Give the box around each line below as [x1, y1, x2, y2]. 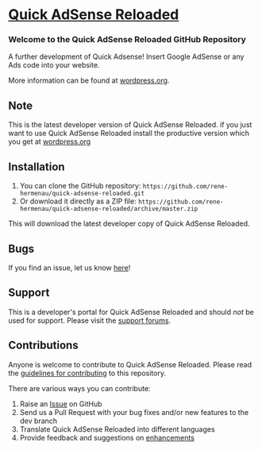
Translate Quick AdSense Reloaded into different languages [19, 424, 216, 434]
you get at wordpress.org [8, 137, 91, 146]
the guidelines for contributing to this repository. [8, 368, 167, 378]
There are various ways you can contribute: [8, 383, 151, 393]
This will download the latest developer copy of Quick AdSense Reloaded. [8, 219, 250, 228]
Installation [8, 160, 65, 173]
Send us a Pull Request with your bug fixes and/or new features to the [19, 407, 249, 417]
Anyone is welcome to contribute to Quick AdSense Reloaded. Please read [8, 359, 252, 369]
